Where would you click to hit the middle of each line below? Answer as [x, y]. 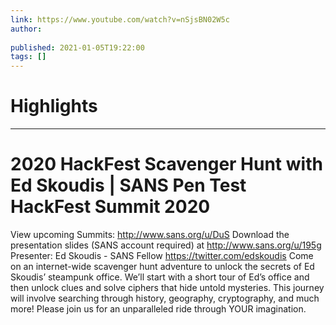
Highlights [54, 106]
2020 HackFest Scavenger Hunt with [166, 164]
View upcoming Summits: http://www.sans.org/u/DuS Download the [150, 234]
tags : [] [28, 57]
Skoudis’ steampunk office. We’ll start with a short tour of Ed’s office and [160, 277]
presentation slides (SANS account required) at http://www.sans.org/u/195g [166, 245]
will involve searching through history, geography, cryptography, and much [165, 298]
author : [26, 29]
